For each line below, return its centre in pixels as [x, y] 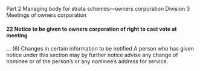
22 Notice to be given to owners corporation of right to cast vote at [92, 29]
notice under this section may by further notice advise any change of [92, 55]
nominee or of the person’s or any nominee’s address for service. [87, 61]
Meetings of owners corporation [46, 15]
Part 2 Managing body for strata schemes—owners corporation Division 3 [98, 9]
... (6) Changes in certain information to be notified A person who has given [100, 49]
